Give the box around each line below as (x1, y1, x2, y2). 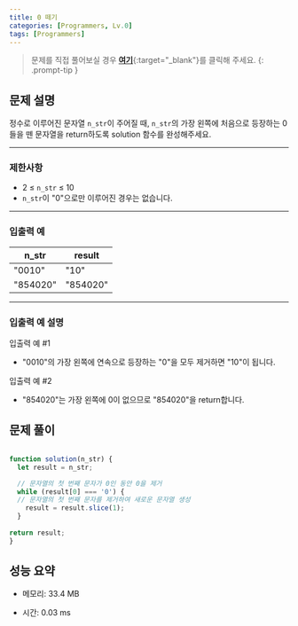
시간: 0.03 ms (21, 607, 71, 618)
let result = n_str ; (17, 463, 93, 472)
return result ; (9, 528, 66, 537)
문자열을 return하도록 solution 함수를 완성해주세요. (35, 129, 212, 140)
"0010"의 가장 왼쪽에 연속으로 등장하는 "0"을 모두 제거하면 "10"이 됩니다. (21, 356, 276, 368)
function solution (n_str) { (9, 454, 114, 464)
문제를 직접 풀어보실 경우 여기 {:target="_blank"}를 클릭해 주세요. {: (30, 55, 264, 66)
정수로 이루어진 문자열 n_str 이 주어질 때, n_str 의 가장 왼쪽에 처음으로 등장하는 (9, 118, 281, 129)
